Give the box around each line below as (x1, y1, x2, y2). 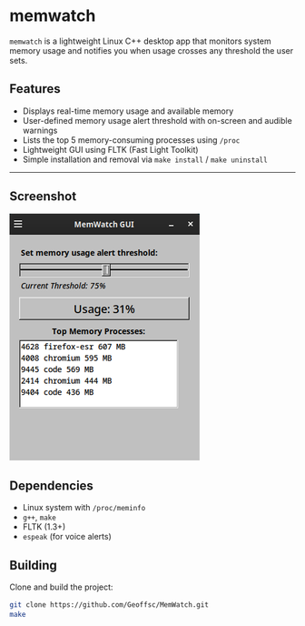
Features (9, 81, 61, 96)
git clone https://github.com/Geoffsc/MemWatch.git (9, 601, 209, 610)
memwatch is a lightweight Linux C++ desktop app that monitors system (9, 35, 272, 46)
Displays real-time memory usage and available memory (22, 106, 234, 116)
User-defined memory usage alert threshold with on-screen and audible (22, 115, 292, 126)
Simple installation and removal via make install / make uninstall (22, 154, 268, 165)
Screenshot (9, 188, 77, 205)
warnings (22, 125, 58, 136)
